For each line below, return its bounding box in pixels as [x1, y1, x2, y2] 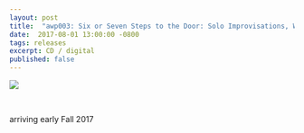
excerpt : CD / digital [9, 47, 95, 56]
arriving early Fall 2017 [9, 114, 94, 124]
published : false [9, 55, 75, 64]
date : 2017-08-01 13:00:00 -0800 [9, 30, 140, 39]
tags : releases [9, 38, 67, 48]
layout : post [9, 13, 59, 22]
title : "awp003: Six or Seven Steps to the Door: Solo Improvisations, [9, 22, 290, 31]
